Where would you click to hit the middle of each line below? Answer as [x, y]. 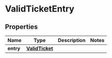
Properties [21, 27]
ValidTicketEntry [40, 9]
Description [72, 40]
